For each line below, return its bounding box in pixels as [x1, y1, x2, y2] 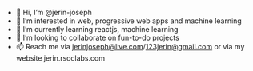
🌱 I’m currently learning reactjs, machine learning [15, 25, 179, 34]
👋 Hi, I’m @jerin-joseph [15, 8, 92, 17]
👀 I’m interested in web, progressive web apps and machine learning [15, 16, 242, 26]
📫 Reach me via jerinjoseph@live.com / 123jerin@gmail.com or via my [15, 42, 245, 51]
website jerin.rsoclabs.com [15, 53, 106, 63]
